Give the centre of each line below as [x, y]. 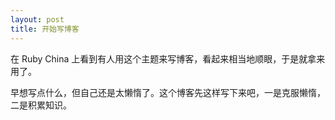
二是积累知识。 [41, 105]
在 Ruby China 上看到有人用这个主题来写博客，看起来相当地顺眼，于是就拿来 [168, 58]
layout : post [37, 19]
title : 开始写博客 [45, 29]
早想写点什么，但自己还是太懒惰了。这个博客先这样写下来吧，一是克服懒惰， [168, 92]
